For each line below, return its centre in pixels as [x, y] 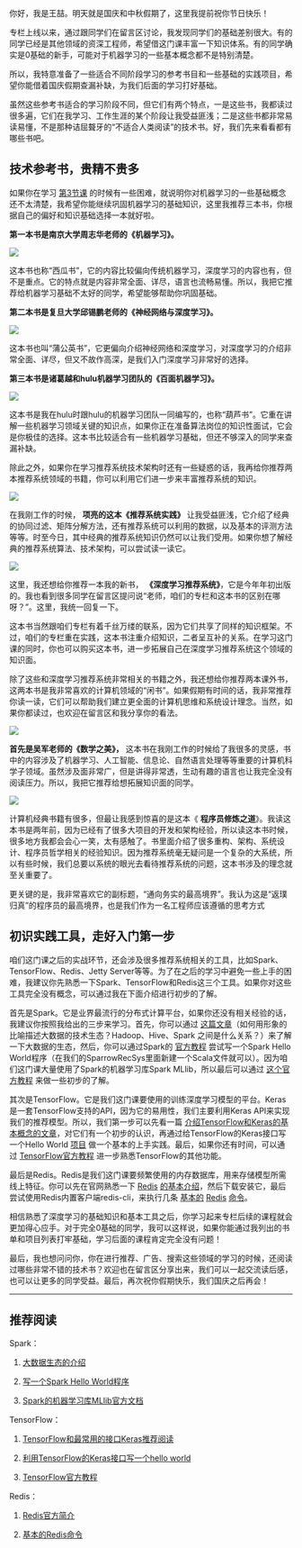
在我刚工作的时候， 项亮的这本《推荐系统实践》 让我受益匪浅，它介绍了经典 [149, 514]
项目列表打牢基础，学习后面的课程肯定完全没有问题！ [123, 1239]
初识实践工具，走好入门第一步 [92, 936]
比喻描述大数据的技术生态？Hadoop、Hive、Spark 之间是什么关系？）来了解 [151, 1035]
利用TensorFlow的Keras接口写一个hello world [107, 1458]
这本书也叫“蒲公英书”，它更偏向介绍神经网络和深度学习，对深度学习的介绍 [147, 348]
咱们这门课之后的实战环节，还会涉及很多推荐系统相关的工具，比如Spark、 [146, 960]
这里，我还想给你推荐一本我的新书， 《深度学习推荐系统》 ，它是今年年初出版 [150, 584]
